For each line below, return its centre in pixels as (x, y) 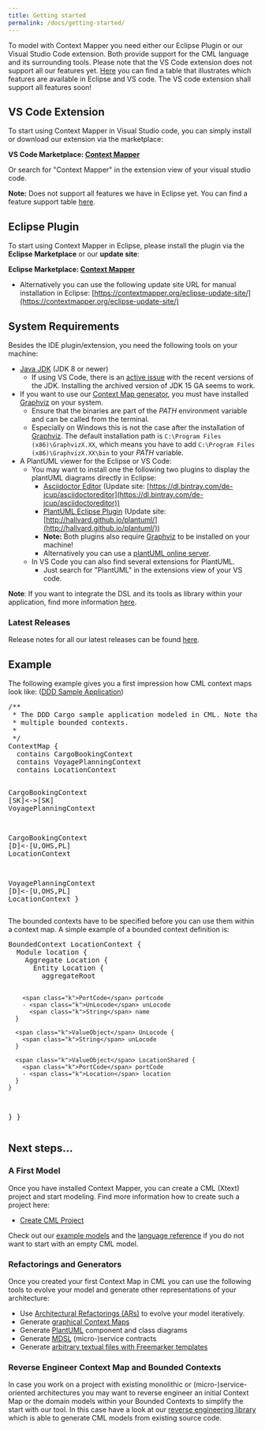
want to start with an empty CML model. (73, 1244)
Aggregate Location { (67, 960)
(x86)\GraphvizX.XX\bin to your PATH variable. (107, 452)
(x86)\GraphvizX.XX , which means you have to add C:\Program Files (143, 444)
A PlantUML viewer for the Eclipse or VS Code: (95, 461)
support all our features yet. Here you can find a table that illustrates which (130, 70)
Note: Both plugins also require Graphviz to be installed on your (147, 536)
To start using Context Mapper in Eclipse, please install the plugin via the (126, 246)
